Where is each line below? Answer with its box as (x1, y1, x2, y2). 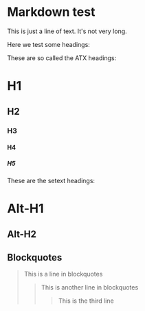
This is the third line (58, 296, 115, 305)
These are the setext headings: (7, 177, 95, 185)
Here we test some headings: (7, 40, 91, 48)
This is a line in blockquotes (23, 270, 103, 279)
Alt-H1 (7, 201, 44, 216)
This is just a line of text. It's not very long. (7, 27, 127, 35)
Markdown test (7, 4, 96, 20)
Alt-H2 (7, 228, 36, 240)
